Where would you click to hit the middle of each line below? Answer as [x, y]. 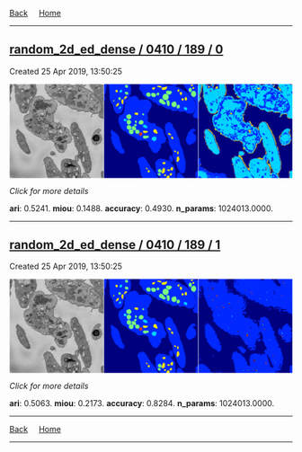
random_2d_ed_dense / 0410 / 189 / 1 [115, 245]
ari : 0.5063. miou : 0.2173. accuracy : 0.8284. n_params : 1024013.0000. [142, 403]
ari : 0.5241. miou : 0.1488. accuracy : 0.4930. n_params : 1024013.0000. [142, 208]
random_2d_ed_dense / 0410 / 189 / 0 [116, 50]
